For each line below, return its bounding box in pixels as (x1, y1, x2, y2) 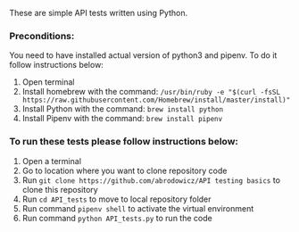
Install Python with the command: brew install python (21, 104, 224, 114)
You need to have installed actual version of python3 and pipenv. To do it (9, 50, 278, 61)
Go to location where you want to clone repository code (21, 165, 228, 176)
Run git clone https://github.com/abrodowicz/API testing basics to (21, 174, 281, 186)
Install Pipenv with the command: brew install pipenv (21, 113, 223, 124)
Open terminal (21, 77, 75, 87)
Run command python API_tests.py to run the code (21, 212, 212, 223)
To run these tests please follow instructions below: (9, 136, 239, 148)
